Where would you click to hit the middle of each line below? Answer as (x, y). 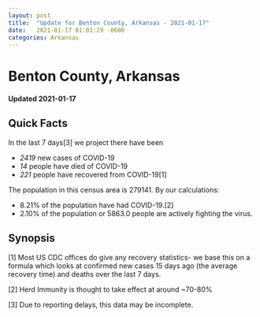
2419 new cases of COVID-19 (67, 158)
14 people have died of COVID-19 (74, 166)
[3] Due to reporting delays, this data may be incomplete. (101, 304)
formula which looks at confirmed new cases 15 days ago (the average (123, 266)
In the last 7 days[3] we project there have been (86, 142)
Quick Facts (38, 123)
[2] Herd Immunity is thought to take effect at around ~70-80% (110, 289)
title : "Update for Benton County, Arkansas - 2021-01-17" (109, 23)
